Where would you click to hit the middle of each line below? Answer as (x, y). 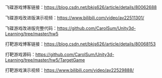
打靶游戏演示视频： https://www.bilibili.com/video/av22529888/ (70, 70)
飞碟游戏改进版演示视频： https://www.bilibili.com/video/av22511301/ (75, 18)
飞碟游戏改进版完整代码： (31, 28)
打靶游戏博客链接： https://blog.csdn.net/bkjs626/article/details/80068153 (81, 44)
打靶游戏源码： (20, 54)
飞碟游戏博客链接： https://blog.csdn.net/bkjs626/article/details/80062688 (81, 7)
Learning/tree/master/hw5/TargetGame (45, 60)
